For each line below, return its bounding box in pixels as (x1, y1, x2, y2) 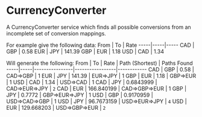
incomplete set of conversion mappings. (6, 29, 107, 37)
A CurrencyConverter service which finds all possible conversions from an (6, 23, 191, 31)
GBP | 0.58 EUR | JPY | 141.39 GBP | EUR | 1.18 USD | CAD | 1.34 (6, 47, 165, 55)
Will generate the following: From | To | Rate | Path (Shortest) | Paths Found (6, 59, 193, 67)
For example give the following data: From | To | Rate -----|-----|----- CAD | (6, 41, 195, 49)
